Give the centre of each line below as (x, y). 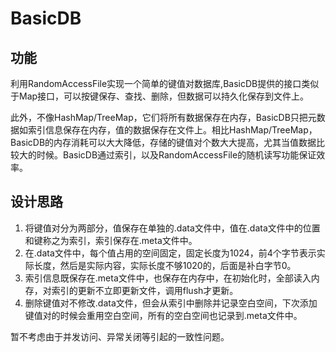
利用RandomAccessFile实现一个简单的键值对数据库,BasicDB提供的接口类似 (165, 83)
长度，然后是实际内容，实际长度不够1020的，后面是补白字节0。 (165, 265)
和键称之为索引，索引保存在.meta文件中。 (111, 240)
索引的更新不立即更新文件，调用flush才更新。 (145, 290)
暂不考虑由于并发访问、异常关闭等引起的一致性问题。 (120, 336)
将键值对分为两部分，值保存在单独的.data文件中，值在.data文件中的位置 (172, 228)
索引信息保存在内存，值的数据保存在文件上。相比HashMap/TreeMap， (172, 130)
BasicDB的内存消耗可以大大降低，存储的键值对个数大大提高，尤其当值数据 (163, 142)
